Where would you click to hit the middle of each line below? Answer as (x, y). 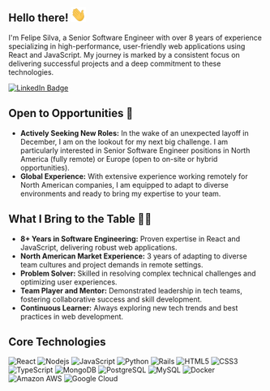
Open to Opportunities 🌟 (71, 113)
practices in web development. (72, 316)
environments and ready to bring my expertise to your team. (120, 193)
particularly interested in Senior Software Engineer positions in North (135, 150)
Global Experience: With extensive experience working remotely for (134, 176)
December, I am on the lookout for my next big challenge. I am (124, 141)
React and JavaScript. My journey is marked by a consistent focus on (124, 54)
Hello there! (39, 18)
